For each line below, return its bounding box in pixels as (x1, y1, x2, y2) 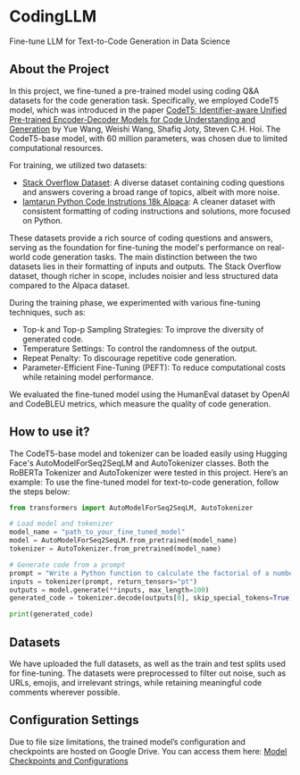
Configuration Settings (9, 712, 140, 728)
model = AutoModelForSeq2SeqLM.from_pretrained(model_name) (9, 536, 238, 545)
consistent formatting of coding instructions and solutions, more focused (21, 206, 291, 216)
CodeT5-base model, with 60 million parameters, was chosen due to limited (9, 132, 288, 144)
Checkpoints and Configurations (9, 755, 129, 766)
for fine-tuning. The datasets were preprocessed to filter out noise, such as (9, 668, 287, 678)
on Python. (21, 215, 62, 225)
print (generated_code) (9, 610, 94, 619)
